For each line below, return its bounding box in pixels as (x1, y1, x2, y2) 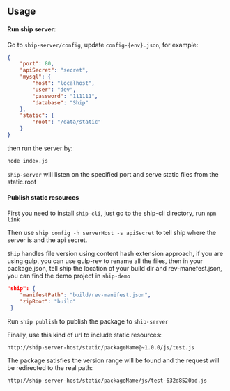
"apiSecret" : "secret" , (20, 67, 89, 74)
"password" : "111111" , (32, 93, 98, 99)
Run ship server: (7, 24, 56, 33)
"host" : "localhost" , (32, 80, 95, 87)
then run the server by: (7, 144, 73, 152)
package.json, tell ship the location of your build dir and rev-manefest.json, (7, 264, 223, 273)
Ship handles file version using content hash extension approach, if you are (7, 250, 224, 258)
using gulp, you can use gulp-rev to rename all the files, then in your (7, 257, 204, 265)
